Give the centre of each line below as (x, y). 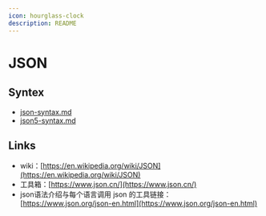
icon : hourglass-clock (46, 16)
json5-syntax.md (48, 120)
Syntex (26, 93)
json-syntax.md (46, 112)
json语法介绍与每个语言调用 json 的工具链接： (95, 194)
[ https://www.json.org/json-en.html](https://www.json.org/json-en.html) (139, 204)
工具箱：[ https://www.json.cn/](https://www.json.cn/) (108, 185)
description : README (43, 23)
